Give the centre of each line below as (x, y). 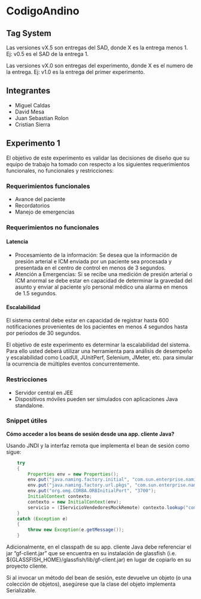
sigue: (14, 452)
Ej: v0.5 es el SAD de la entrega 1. (48, 54)
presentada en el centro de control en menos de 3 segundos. (90, 268)
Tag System (29, 33)
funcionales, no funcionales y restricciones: (60, 170)
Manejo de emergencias (45, 212)
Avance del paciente (40, 199)
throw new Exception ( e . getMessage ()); (76, 530)
